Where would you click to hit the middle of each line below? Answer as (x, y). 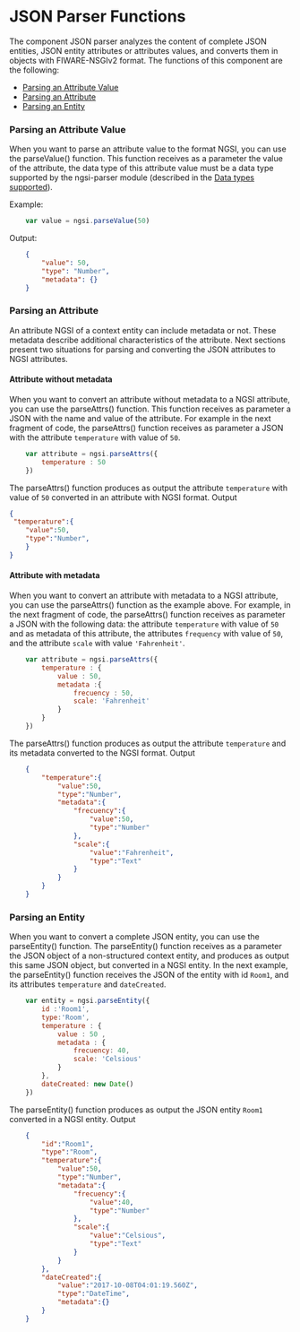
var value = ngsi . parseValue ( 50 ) (88, 221)
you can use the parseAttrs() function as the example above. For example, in (150, 605)
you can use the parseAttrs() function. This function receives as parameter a (150, 409)
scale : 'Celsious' (107, 1060)
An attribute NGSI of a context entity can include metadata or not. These (143, 330)
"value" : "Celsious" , (128, 1236)
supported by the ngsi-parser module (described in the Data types (132, 177)
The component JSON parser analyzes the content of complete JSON (138, 41)
